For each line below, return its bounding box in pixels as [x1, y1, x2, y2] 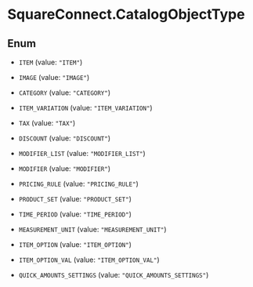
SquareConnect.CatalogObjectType [7, 5, 245, 24]
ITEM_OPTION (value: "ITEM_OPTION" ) [18, 240, 132, 249]
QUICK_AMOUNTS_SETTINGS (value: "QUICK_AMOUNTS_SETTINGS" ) [18, 271, 209, 279]
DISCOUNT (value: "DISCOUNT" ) [18, 133, 111, 143]
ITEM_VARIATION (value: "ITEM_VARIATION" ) [18, 104, 154, 112]
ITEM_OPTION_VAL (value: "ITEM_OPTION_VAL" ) [18, 255, 160, 264]
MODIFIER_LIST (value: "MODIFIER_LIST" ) [18, 149, 146, 158]
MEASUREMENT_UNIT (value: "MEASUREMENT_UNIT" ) [18, 225, 167, 234]
